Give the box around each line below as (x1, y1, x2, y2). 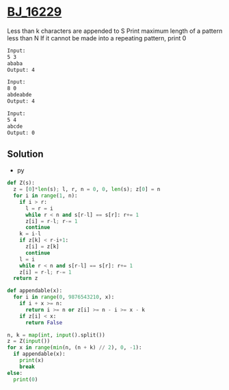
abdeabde (7, 92, 32, 99)
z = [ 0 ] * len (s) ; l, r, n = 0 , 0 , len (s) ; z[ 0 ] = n (13, 186, 161, 193)
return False (25, 319, 63, 326)
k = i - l (19, 231, 41, 237)
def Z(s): (7, 179, 36, 187)
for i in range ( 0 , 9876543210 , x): (13, 294, 115, 301)
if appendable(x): (13, 350, 66, 358)
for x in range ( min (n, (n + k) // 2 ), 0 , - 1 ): (7, 344, 142, 351)
